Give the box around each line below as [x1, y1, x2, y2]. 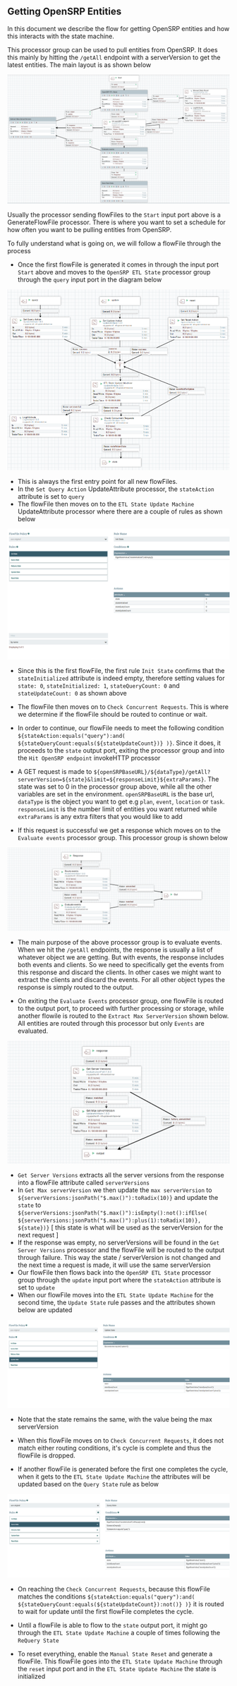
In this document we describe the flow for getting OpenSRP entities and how [7, 24, 230, 32]
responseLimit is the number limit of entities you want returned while [17, 804, 217, 813]
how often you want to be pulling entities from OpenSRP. [7, 226, 172, 234]
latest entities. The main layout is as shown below [7, 60, 152, 69]
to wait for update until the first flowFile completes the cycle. [17, 1607, 194, 1615]
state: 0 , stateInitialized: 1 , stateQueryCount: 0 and [17, 681, 180, 690]
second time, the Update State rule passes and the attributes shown [17, 1298, 216, 1306]
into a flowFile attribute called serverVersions [17, 1178, 150, 1187]
